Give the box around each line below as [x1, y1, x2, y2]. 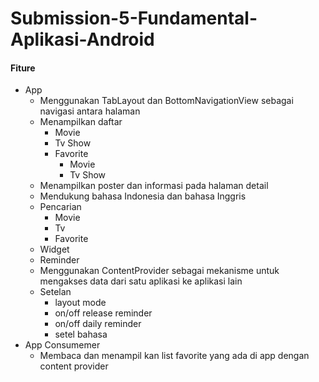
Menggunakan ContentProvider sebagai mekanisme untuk [39, 265, 280, 277]
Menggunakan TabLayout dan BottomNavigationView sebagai [39, 95, 294, 107]
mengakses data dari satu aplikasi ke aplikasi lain [39, 275, 243, 287]
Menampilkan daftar [39, 116, 123, 128]
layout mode [54, 297, 107, 309]
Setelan [39, 286, 72, 298]
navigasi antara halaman [39, 105, 141, 117]
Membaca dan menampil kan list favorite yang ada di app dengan [39, 350, 310, 362]
